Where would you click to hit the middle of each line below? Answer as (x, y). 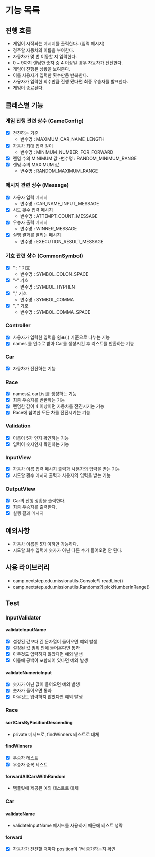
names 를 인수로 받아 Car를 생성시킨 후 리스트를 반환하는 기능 (73, 344)
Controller (18, 325)
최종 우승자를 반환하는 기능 (39, 400)
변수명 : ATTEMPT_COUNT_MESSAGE (59, 216)
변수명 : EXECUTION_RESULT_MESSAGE (62, 242)
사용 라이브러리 (27, 567)
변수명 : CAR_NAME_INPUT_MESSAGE (59, 204)
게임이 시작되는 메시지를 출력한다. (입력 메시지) (58, 44)
